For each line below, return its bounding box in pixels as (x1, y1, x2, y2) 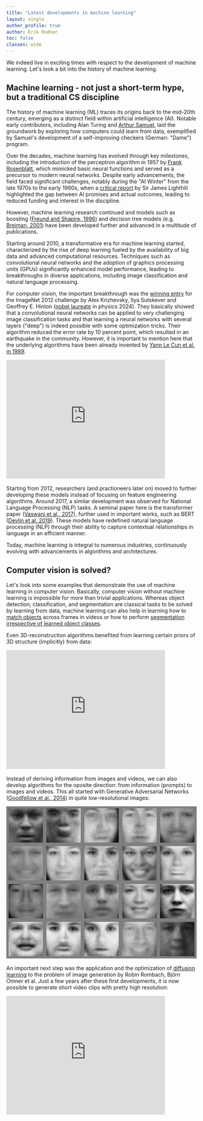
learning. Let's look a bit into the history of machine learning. (6, 65, 158, 72)
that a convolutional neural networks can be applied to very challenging (6, 309, 184, 316)
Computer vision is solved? (6, 565, 111, 576)
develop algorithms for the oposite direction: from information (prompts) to (6, 781, 192, 788)
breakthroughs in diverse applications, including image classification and (6, 272, 188, 279)
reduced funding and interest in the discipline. (6, 197, 121, 204)
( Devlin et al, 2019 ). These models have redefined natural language (6, 516, 173, 524)
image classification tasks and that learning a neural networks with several (6, 315, 192, 323)
